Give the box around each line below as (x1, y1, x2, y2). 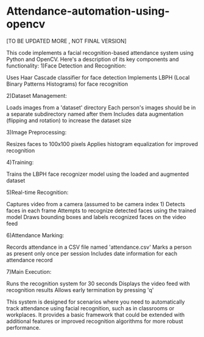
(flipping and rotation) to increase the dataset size (6, 117, 132, 124)
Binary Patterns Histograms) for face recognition (6, 80, 128, 88)
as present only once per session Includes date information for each (6, 249, 178, 257)
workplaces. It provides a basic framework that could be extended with (6, 311, 185, 318)
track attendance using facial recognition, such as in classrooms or (6, 304, 175, 311)
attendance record (6, 256, 53, 263)
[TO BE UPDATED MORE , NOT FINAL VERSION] (6, 37, 127, 44)
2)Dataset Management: (6, 92, 67, 99)
